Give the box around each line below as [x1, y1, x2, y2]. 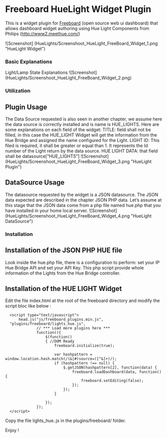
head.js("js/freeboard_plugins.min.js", [18, 317, 104, 322]
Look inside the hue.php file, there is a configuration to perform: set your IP [5, 259, 160, 265]
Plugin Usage [5, 102, 47, 111]
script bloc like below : [5, 303, 51, 309]
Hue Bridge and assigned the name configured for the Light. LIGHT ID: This [5, 137, 160, 143]
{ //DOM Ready [45, 339, 75, 344]
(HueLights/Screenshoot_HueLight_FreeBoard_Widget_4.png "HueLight [5, 212, 152, 218]
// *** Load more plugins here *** [36, 326, 111, 331]
